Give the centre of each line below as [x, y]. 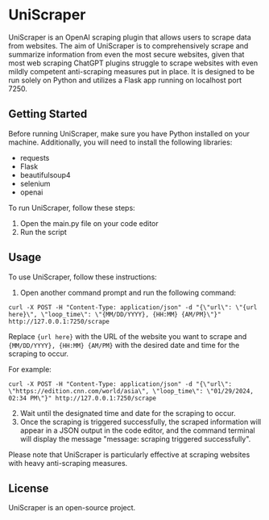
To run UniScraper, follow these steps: [72, 208]
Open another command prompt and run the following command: [128, 292]
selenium [35, 183]
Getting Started [48, 114]
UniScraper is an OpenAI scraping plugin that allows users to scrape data [130, 37]
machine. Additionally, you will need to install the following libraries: [120, 142]
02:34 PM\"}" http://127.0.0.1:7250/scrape [83, 398]
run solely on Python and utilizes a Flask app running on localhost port [125, 80]
